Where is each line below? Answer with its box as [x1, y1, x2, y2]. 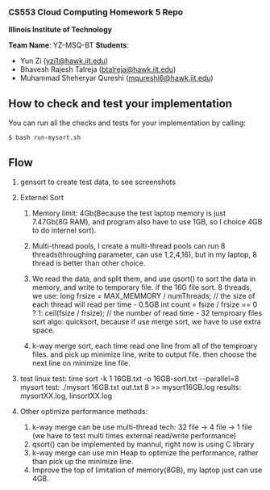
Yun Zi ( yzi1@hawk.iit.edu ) [19, 56, 109, 66]
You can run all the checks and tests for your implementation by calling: [8, 118, 246, 128]
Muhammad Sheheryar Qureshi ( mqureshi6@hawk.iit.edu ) [19, 73, 214, 83]
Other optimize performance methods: [19, 406, 147, 416]
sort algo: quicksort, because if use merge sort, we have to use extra [31, 316, 262, 326]
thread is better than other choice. [31, 258, 146, 268]
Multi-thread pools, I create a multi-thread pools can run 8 [31, 241, 226, 250]
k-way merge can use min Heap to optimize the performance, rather [31, 447, 259, 458]
